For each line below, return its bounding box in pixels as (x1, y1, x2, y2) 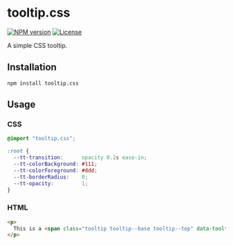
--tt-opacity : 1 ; (13, 180, 89, 187)
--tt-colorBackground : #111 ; (13, 161, 98, 168)
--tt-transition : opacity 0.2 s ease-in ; (13, 154, 148, 161)
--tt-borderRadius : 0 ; (13, 174, 89, 180)
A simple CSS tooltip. (7, 41, 68, 49)
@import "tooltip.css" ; (7, 135, 76, 142)
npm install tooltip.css (7, 80, 79, 87)
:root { (7, 148, 30, 155)
